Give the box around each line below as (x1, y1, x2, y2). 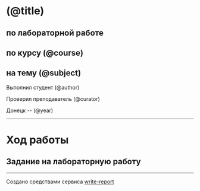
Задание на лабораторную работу (6, 157, 141, 167)
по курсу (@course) (6, 47, 83, 58)
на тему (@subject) (6, 68, 82, 78)
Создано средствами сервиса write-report (6, 178, 114, 185)
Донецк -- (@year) (6, 107, 54, 114)
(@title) (6, 4, 45, 18)
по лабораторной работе (6, 28, 104, 38)
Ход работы (6, 133, 69, 147)
